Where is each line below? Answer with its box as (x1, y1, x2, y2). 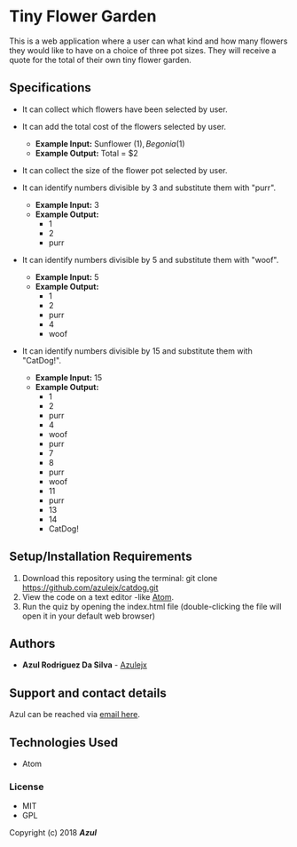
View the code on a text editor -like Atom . (21, 591, 175, 602)
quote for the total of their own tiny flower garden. (9, 54, 192, 65)
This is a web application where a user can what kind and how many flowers (9, 36, 288, 46)
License (9, 780, 44, 793)
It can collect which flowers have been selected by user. (21, 104, 228, 115)
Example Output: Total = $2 (35, 148, 139, 158)
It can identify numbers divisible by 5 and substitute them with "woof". (21, 254, 279, 265)
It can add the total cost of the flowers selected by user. (21, 121, 227, 132)
